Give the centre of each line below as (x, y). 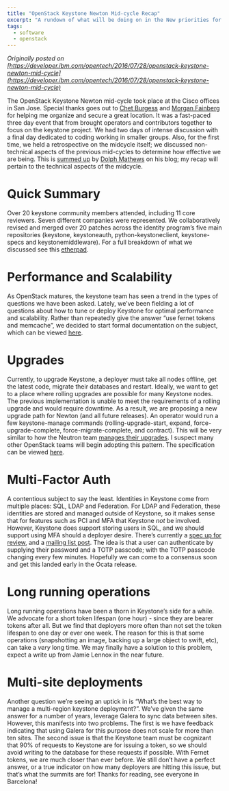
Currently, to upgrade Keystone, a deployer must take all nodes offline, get (112, 379)
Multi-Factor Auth (59, 480)
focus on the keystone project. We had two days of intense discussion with (113, 130)
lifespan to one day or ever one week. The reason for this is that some (106, 633)
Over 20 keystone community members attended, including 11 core (101, 213)
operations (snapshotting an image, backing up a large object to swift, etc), (113, 640)
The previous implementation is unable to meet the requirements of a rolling (114, 401)
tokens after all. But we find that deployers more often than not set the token (114, 625)
